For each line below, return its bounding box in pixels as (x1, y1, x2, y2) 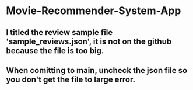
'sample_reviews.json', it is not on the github (6, 36, 172, 46)
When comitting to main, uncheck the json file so (6, 65, 188, 75)
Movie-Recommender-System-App (6, 4, 181, 18)
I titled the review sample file (6, 27, 113, 37)
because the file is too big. (6, 46, 104, 56)
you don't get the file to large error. (6, 74, 136, 84)
